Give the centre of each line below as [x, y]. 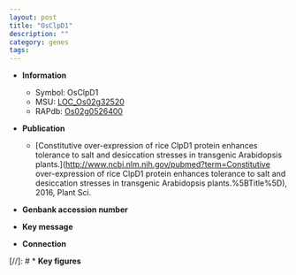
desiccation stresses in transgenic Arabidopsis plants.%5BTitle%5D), [161, 183]
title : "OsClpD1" [41, 26]
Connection [44, 244]
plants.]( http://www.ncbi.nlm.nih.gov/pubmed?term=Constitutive [153, 164]
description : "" [39, 34]
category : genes [39, 42]
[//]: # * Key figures [45, 261]
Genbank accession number [75, 210]
